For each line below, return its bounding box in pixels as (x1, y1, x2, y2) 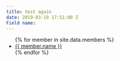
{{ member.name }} (14, 42, 62, 50)
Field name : (6, 20, 36, 26)
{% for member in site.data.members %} (14, 36, 115, 44)
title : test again (6, 8, 52, 15)
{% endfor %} (14, 49, 49, 56)
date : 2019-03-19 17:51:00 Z (6, 14, 78, 20)
